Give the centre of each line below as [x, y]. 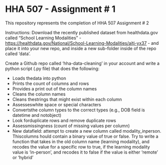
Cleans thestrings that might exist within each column [67, 99]
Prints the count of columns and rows [51, 83]
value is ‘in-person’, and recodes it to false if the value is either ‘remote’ [85, 152]
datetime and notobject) [37, 115]
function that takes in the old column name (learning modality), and [81, 141]
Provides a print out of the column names [55, 88]
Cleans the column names [39, 94]
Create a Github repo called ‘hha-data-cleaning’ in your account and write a [83, 63]
